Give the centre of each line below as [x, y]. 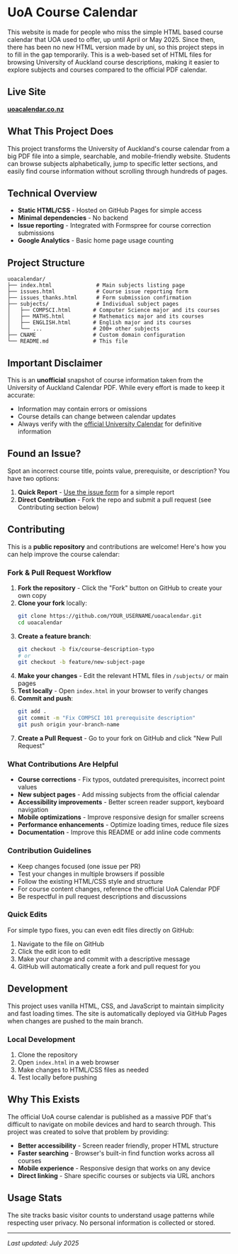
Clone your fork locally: [52, 603]
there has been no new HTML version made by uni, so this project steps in [116, 47]
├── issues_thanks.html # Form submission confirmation [100, 298]
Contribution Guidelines [50, 850]
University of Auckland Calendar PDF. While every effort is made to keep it [116, 388]
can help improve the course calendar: [64, 554]
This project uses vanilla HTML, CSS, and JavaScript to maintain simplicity [116, 1006]
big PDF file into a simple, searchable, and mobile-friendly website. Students [119, 156]
